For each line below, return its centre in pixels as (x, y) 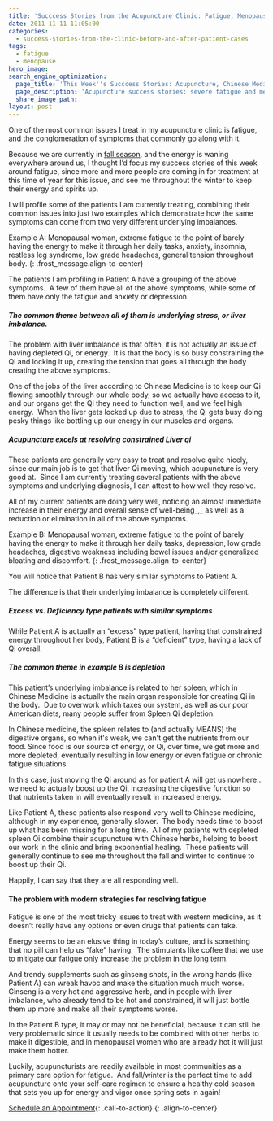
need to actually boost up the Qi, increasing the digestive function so (135, 788)
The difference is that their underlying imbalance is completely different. (129, 592)
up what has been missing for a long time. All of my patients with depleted (133, 830)
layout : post (30, 107)
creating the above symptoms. (59, 370)
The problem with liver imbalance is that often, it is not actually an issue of (133, 345)
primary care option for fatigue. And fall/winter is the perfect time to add (130, 1075)
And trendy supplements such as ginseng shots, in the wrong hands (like (130, 975)
